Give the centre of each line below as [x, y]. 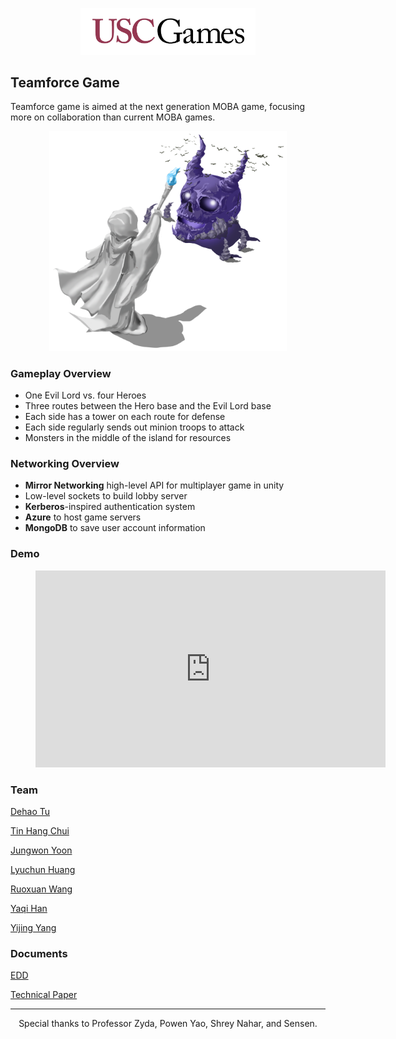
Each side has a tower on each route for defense [125, 417]
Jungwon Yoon [41, 850]
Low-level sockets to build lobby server [106, 496]
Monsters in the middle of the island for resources [128, 438]
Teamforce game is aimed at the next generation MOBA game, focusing [158, 107]
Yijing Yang [33, 928]
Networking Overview [65, 464]
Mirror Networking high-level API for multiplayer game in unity [154, 485]
